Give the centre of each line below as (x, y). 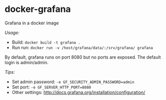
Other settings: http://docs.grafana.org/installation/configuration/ (79, 92)
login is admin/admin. (27, 62)
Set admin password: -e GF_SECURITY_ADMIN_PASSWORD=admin (73, 82)
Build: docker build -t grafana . (46, 42)
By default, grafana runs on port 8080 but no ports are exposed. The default (83, 57)
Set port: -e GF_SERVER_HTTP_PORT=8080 (51, 87)
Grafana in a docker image (32, 23)
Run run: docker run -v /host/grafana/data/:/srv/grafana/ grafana (82, 47)
